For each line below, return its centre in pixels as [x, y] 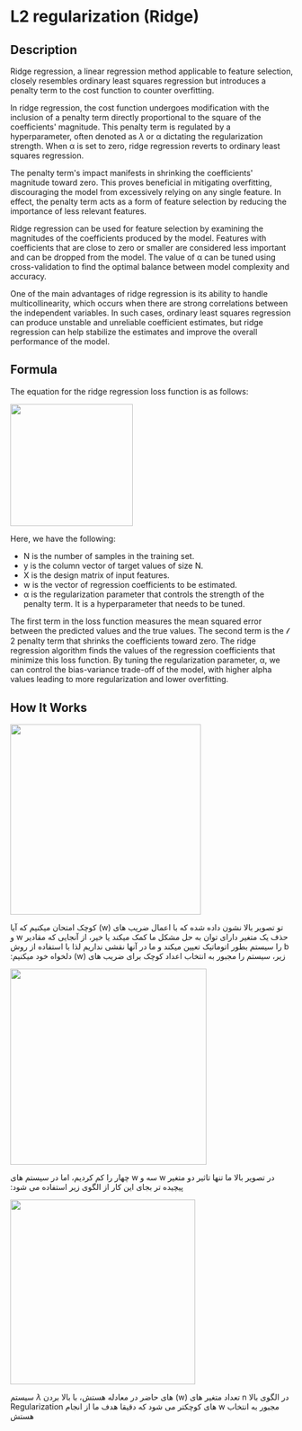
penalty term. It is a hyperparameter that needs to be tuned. [134, 604]
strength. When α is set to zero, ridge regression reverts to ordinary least [146, 146]
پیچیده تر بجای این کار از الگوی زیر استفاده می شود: [97, 1187]
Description [44, 50]
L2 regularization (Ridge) [105, 17]
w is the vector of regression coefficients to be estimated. [130, 585]
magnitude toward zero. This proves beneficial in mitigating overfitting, [141, 182]
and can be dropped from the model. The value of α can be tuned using [143, 257]
